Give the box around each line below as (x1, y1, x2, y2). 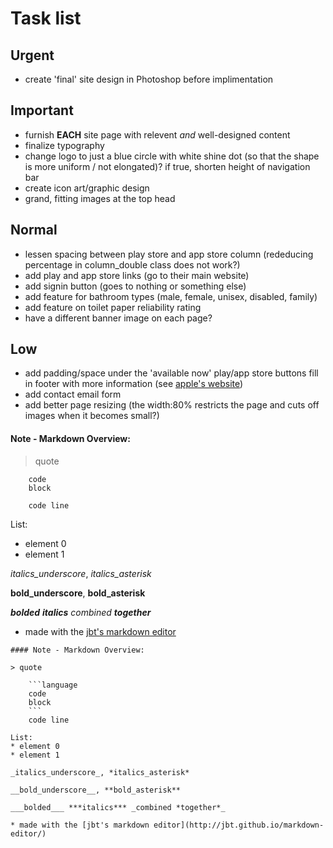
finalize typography (24, 139, 105, 151)
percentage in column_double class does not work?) (24, 258, 241, 271)
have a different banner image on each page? (24, 312, 213, 324)
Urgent (10, 47, 55, 64)
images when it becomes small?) (24, 410, 160, 422)
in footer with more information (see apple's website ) (24, 378, 244, 390)
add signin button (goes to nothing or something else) (24, 280, 247, 292)
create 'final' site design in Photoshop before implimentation (24, 73, 274, 85)
